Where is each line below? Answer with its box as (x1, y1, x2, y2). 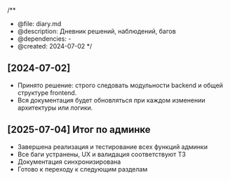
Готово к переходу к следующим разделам (17, 165, 148, 173)
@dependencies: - (17, 34, 72, 43)
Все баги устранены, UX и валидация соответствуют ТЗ (17, 150, 186, 158)
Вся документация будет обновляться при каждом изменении (17, 96, 205, 104)
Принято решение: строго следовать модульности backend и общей (17, 81, 223, 89)
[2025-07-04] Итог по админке (7, 124, 151, 136)
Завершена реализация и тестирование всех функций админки (17, 142, 208, 150)
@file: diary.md (17, 20, 62, 27)
